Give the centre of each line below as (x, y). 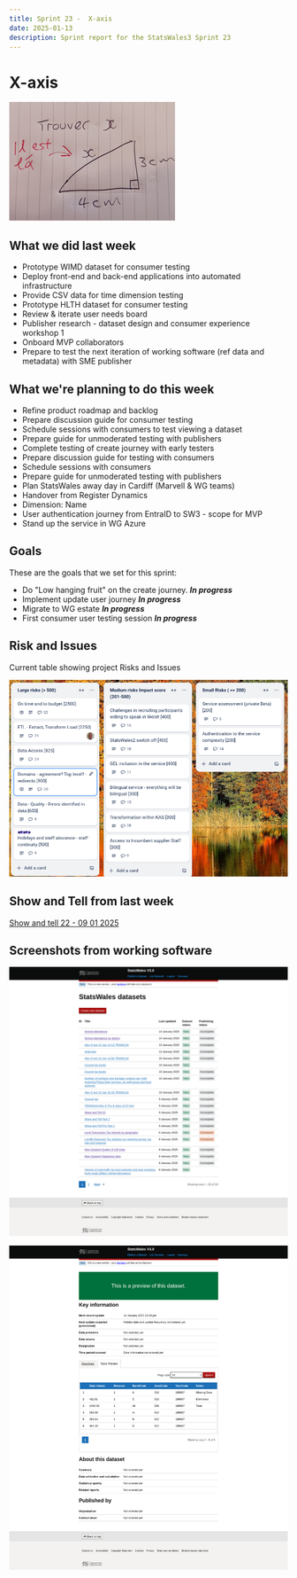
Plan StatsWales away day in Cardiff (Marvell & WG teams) (129, 485)
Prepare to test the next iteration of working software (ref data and (143, 352)
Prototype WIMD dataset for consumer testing (106, 267)
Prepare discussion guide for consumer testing (107, 419)
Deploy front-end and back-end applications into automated (131, 277)
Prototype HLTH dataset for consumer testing (105, 305)
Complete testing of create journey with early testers (118, 448)
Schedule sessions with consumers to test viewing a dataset (132, 429)
